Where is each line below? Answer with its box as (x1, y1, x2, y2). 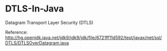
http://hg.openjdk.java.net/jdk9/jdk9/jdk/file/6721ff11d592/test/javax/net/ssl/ (5, 34, 162, 40)
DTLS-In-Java (5, 3, 64, 14)
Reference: (5, 29, 28, 35)
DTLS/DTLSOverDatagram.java (5, 39, 69, 45)
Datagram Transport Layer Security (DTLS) (5, 19, 93, 25)
